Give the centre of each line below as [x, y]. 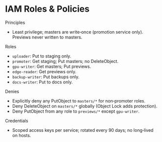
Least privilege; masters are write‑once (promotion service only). [78, 32]
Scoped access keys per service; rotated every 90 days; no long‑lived [83, 130]
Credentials [17, 121]
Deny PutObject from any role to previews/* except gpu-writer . [76, 111]
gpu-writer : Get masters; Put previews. [52, 66]
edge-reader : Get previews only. [44, 71]
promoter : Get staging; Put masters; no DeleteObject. [65, 61]
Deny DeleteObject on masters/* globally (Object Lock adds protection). [85, 106]
